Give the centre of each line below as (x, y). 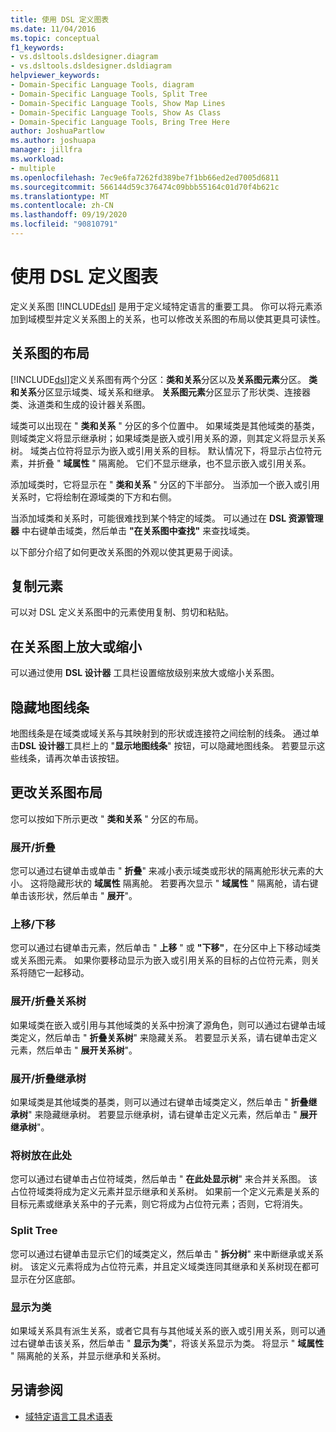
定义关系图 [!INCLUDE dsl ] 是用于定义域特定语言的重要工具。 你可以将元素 (162, 306)
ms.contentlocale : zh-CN (62, 206)
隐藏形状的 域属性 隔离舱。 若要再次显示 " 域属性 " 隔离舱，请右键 (183, 883)
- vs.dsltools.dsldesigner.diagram (84, 57)
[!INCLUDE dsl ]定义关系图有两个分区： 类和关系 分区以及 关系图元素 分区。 (158, 379)
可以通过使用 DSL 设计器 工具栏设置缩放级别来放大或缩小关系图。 (145, 673)
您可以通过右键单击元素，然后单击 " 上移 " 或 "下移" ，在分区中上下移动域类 (166, 948)
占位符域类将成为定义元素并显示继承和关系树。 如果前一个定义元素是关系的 (165, 1192)
